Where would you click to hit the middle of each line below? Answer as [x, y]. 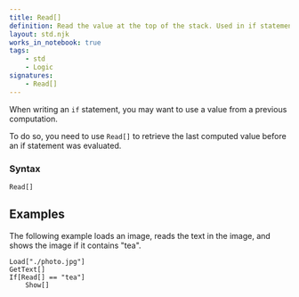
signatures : [31, 76]
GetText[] [28, 269]
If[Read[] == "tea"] [48, 277]
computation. [33, 119]
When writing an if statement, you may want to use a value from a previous [148, 109]
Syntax [25, 169]
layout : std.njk [39, 34]
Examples [37, 214]
